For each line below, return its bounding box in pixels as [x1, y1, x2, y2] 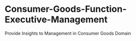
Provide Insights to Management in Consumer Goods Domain [5, 30, 131, 36]
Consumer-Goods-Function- [5, 3, 127, 15]
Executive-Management [5, 14, 108, 25]
